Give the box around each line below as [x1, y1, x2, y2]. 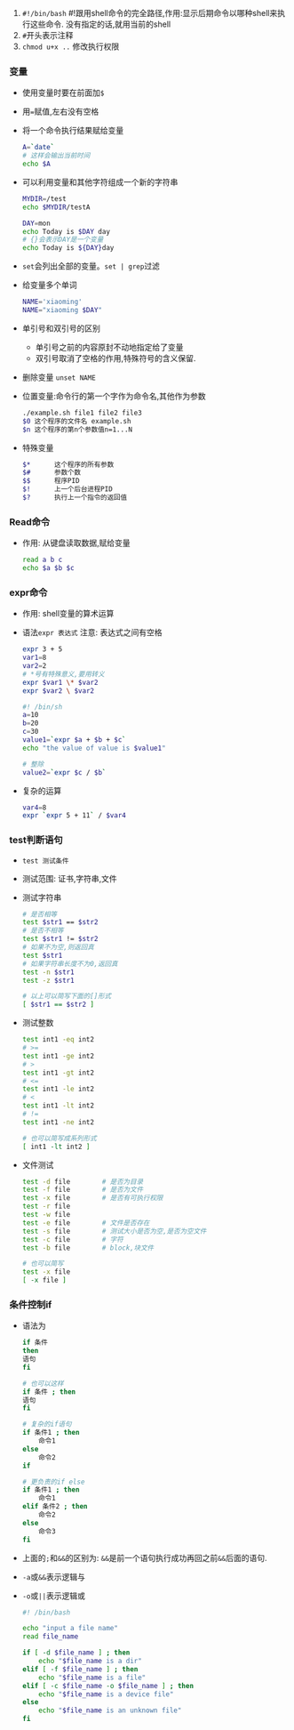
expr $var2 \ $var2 [21, 686, 95, 696]
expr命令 [9, 586, 48, 599]
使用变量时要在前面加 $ [21, 87, 105, 98]
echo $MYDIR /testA [21, 203, 91, 212]
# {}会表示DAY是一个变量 [21, 235, 104, 245]
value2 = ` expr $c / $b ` [21, 768, 107, 776]
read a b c [21, 555, 63, 565]
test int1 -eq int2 [21, 1035, 95, 1044]
